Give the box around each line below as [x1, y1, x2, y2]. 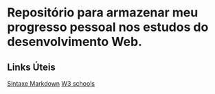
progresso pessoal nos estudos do [7, 19, 209, 35]
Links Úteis [7, 61, 56, 73]
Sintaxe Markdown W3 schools [7, 80, 95, 87]
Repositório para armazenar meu [7, 5, 199, 21]
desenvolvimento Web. [7, 34, 143, 49]
